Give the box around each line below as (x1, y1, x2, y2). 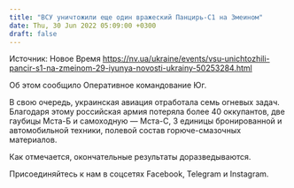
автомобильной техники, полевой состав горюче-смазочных (9, 125, 242, 136)
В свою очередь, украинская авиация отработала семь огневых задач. (9, 97, 281, 108)
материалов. (9, 134, 58, 146)
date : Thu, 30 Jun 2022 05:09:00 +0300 (9, 21, 157, 30)
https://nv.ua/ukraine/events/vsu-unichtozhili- (102, 54, 270, 64)
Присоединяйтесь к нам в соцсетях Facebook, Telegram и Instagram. (9, 169, 269, 179)
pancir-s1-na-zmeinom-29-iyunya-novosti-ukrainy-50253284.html (9, 63, 252, 73)
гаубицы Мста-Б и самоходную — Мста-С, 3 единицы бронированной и (9, 116, 282, 126)
